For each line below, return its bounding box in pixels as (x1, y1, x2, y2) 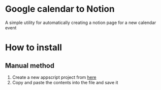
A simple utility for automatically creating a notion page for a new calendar (5, 20, 157, 25)
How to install (5, 42, 63, 53)
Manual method (5, 61, 55, 69)
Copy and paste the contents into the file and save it (12, 79, 118, 85)
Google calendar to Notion (5, 3, 115, 15)
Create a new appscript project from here (12, 74, 97, 80)
